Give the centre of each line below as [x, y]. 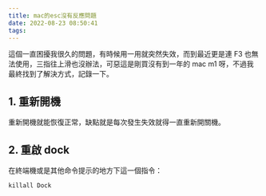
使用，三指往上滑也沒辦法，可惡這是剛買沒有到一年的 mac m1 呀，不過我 [134, 64]
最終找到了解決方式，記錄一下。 [61, 74]
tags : [17, 30]
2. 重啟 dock [39, 149]
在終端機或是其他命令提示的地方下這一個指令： [85, 171]
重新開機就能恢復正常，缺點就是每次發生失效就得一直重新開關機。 [117, 122]
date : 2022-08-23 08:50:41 [53, 23]
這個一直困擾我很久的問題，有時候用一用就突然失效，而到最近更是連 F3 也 [130, 54]
